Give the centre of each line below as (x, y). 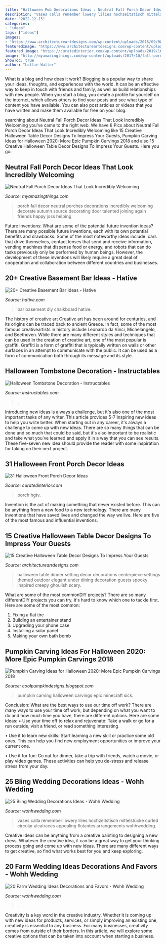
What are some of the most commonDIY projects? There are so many (76, 595)
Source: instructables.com (32, 392)
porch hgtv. (29, 495)
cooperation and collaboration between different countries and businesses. (82, 262)
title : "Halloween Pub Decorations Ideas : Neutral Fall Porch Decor (78, 10)
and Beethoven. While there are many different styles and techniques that (80, 335)
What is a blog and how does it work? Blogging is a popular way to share (79, 79)
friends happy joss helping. (45, 216)
